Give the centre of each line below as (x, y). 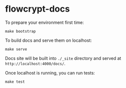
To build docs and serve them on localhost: (48, 40)
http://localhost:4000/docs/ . (35, 63)
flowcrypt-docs (37, 9)
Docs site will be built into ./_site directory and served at (63, 58)
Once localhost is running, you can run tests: (50, 73)
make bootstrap (21, 31)
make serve (16, 49)
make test (15, 82)
